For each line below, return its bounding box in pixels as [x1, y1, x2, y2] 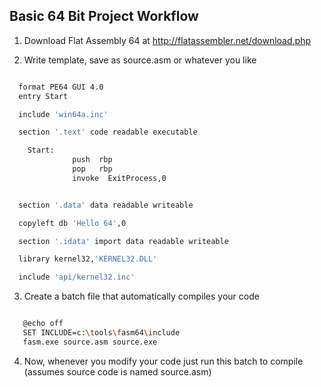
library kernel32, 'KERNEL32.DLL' [18, 254, 158, 264]
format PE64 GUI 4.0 [18, 82, 104, 92]
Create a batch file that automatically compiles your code [23, 290, 260, 303]
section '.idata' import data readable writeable [18, 236, 229, 246]
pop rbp [72, 164, 113, 174]
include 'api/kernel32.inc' [18, 272, 136, 283]
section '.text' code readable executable [18, 127, 198, 138]
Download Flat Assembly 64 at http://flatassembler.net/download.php [23, 34, 311, 46]
